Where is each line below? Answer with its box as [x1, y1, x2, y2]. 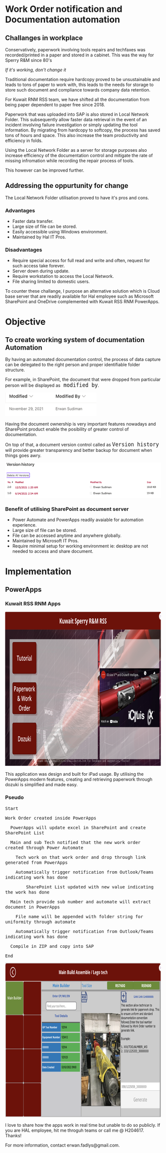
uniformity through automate [5, 919, 76, 925]
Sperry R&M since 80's [5, 57, 52, 63]
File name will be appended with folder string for [15, 914, 143, 919]
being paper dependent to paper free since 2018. [5, 102, 105, 107]
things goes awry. [5, 452, 41, 458]
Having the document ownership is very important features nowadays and [5, 421, 156, 427]
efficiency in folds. [5, 137, 43, 143]
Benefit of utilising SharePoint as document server [5, 505, 129, 512]
